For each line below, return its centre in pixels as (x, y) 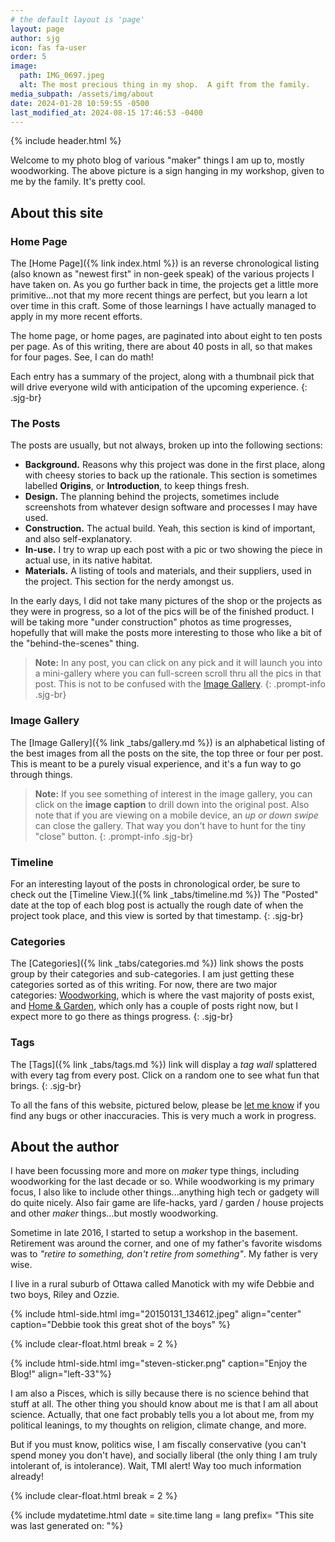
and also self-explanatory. (78, 539)
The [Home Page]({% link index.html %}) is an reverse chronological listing (165, 263)
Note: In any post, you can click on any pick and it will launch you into (178, 663)
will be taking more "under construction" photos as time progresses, (151, 622)
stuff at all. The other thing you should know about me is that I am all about (164, 1404)
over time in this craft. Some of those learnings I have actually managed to (163, 306)
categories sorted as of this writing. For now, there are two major (144, 985)
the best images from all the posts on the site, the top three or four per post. (167, 753)
